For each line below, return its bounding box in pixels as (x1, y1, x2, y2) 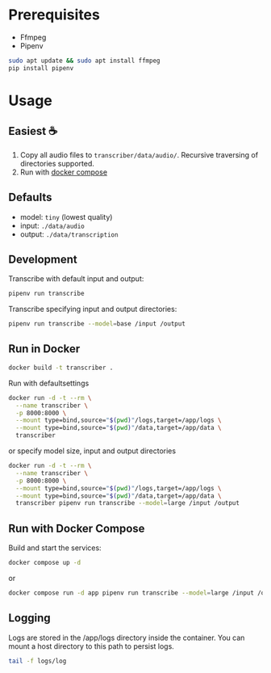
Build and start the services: (8, 543, 102, 553)
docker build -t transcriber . (8, 364, 114, 372)
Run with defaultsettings (8, 378, 90, 388)
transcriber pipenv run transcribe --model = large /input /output (15, 499, 240, 507)
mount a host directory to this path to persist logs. (8, 641, 175, 651)
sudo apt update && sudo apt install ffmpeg (8, 57, 161, 65)
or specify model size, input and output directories (8, 446, 176, 456)
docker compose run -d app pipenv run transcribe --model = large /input (8, 588, 254, 597)
